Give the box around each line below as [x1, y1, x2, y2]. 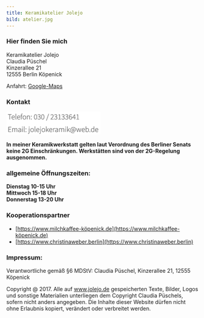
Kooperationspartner [6, 211, 70, 220]
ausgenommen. [6, 154, 47, 161]
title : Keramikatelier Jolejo [6, 10, 83, 16]
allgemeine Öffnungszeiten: [6, 169, 91, 178]
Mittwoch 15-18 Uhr [6, 189, 57, 197]
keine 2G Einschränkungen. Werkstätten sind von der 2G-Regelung [6, 147, 180, 155]
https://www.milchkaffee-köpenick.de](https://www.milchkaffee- [17, 225, 180, 232]
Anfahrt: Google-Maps [6, 82, 63, 90]
